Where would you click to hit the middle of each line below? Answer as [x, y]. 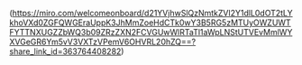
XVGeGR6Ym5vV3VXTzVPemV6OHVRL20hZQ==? [103, 42]
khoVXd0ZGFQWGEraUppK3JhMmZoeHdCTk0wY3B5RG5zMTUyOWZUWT [150, 23]
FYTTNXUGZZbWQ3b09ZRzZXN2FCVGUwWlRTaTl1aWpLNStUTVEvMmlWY [151, 32]
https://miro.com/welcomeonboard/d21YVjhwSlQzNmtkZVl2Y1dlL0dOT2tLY [152, 13]
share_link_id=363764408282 [65, 51]
